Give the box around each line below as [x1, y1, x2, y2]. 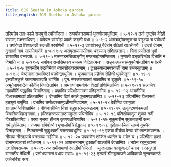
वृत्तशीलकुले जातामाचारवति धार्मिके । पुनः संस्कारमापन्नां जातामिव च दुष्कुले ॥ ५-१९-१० [5, 76, 144, 82]
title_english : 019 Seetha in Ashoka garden [5, 12, 102, 17]
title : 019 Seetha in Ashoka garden [5, 7, 83, 13]
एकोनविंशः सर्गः [5, 156, 29, 162]
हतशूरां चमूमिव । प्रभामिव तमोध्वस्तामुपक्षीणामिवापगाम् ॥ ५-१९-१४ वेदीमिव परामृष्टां [5, 99, 136, 105]
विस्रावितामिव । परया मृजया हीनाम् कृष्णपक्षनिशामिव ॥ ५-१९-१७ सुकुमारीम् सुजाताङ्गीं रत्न [5, 116, 150, 122]
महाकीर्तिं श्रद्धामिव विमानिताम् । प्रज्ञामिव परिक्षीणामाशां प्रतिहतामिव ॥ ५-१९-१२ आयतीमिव [5, 87, 145, 94]
